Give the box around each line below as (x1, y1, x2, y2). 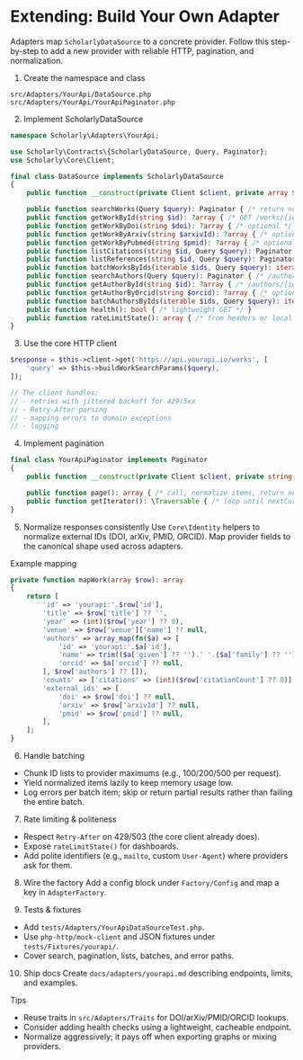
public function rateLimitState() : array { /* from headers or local (26, 313, 293, 323)
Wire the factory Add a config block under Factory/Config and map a (22, 877, 280, 888)
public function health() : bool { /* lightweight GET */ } (26, 305, 253, 314)
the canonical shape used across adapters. (22, 540, 183, 551)
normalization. (10, 55, 64, 66)
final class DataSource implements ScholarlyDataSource (10, 172, 224, 181)
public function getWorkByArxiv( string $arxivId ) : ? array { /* (26, 229, 269, 239)
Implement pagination (22, 438, 104, 449)
